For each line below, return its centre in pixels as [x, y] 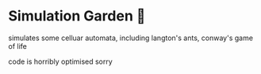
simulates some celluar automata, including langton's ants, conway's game [131, 38]
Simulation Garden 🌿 [77, 16]
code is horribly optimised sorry [60, 61]
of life [18, 46]
